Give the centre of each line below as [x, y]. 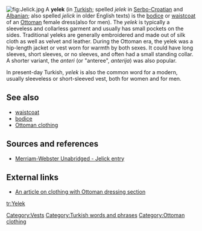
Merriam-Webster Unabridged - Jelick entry [70, 158]
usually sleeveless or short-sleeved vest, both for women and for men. [94, 79]
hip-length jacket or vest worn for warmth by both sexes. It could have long [100, 48]
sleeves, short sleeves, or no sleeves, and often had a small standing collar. [100, 54]
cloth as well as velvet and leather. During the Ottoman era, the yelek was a [100, 41]
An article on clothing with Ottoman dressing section [80, 192]
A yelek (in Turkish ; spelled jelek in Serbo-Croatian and [114, 9]
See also [23, 97]
